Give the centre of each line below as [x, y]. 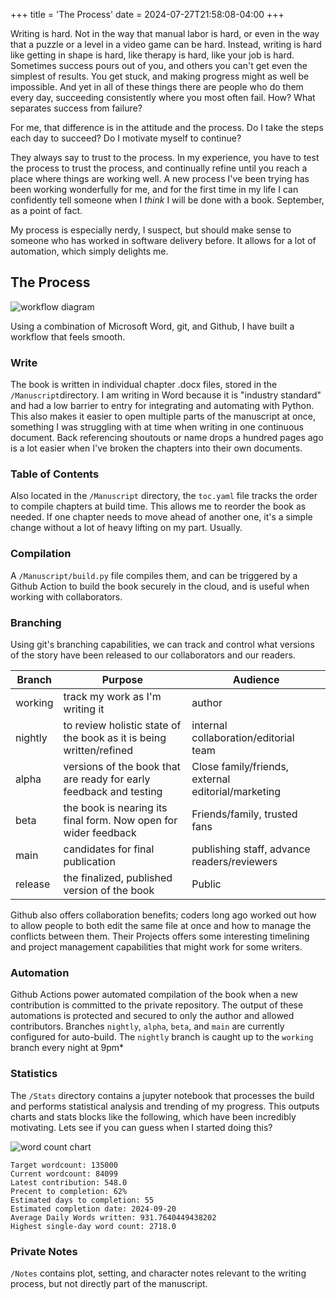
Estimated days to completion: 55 [82, 1200]
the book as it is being [115, 737]
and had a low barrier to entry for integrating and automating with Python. [162, 406]
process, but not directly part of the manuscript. [109, 1283]
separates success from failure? [76, 108]
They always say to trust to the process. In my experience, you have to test [165, 157]
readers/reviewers [234, 861]
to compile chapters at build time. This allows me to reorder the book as [158, 506]
